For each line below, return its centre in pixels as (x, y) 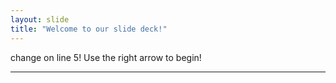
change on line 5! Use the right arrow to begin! (106, 57)
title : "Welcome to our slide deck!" (89, 29)
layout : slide (40, 19)
